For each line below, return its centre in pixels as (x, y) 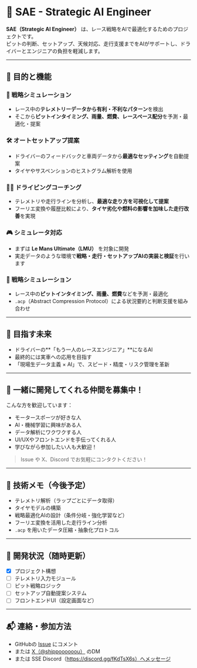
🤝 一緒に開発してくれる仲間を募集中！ (75, 390)
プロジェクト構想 (35, 571)
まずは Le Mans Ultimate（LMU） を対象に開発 (72, 249)
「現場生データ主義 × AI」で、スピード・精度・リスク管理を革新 (92, 364)
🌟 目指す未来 (29, 334)
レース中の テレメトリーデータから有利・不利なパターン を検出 (89, 109)
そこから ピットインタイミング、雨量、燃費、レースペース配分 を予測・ (99, 116)
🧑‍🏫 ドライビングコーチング (44, 187)
